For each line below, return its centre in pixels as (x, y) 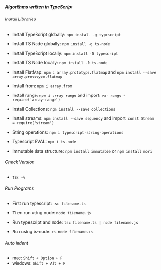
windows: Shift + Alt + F (39, 263)
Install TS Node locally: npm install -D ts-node (60, 62)
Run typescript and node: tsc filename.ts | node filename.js (75, 222)
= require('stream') (33, 123)
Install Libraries (20, 19)
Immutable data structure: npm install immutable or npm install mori (82, 151)
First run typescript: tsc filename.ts (49, 203)
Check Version (20, 162)
